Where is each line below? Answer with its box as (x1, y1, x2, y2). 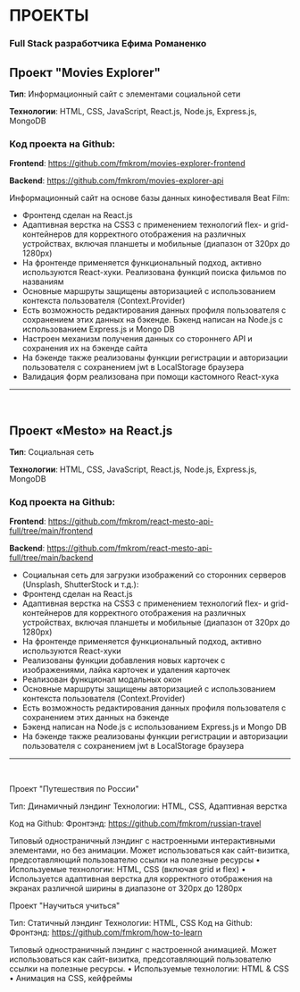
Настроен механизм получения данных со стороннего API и (21, 333, 253, 344)
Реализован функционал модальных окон (21, 674, 182, 685)
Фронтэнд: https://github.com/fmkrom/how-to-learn (9, 927, 203, 938)
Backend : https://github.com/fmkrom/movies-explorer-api (9, 175, 224, 186)
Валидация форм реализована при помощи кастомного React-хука (21, 372, 279, 383)
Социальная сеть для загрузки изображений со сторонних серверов (21, 569, 287, 581)
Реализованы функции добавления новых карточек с (21, 655, 226, 666)
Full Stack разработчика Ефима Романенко (9, 38, 207, 50)
